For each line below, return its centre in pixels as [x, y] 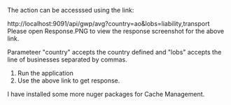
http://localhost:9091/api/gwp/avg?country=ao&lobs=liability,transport [108, 23]
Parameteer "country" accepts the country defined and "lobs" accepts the [114, 52]
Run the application [45, 73]
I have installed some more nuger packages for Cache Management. [106, 94]
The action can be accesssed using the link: [71, 10]
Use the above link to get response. [69, 80]
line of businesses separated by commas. [67, 59]
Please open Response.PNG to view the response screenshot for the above [116, 31]
